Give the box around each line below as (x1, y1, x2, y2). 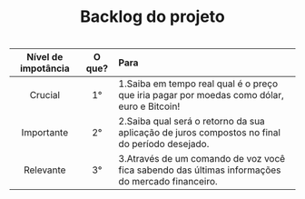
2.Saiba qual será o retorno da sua (118, 115, 265, 128)
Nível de (26, 51, 64, 64)
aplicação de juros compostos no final (118, 126, 281, 139)
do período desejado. (118, 138, 210, 151)
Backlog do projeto (80, 6, 225, 27)
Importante (21, 126, 69, 139)
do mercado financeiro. (118, 175, 218, 188)
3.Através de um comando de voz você (118, 153, 286, 165)
